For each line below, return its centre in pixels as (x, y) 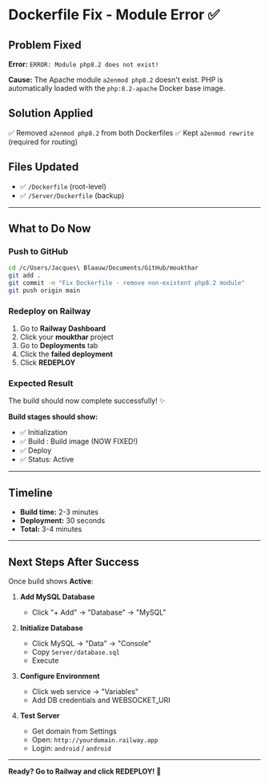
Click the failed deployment (66, 354)
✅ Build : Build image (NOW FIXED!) (79, 441)
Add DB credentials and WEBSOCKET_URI (101, 701)
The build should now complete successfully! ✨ (87, 401)
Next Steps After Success (74, 562)
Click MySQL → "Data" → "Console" (92, 644)
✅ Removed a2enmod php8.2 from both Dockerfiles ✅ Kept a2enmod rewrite (131, 132)
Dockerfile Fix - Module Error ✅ (114, 15)
